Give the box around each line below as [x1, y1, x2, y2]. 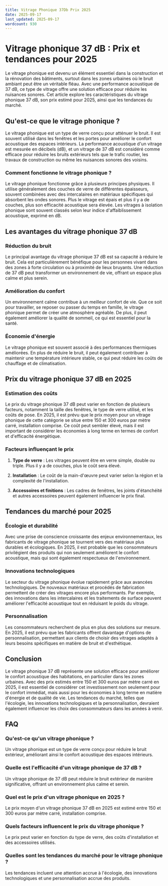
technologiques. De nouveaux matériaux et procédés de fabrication [5, 584, 145, 590]
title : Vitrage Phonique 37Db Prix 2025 [5, 7, 91, 13]
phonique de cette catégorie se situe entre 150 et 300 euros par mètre [5, 417, 150, 423]
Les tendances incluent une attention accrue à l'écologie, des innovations [5, 869, 157, 876]
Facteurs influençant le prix [5, 446, 74, 453]
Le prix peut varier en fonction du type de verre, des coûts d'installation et [5, 834, 159, 840]
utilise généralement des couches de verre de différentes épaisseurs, [5, 186, 149, 192]
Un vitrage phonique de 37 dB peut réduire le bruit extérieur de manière [5, 776, 153, 782]
